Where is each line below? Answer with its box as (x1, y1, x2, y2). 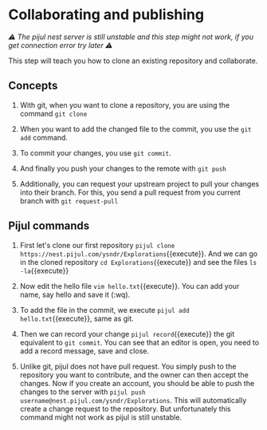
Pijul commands (8, 219, 90, 233)
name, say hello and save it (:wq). (19, 290, 131, 299)
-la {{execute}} (19, 266, 69, 275)
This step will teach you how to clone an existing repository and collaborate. (8, 56, 258, 65)
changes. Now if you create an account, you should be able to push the (19, 378, 255, 388)
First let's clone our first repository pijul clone (19, 240, 175, 250)
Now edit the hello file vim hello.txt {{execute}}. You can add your (19, 281, 240, 290)
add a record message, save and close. (19, 345, 150, 356)
